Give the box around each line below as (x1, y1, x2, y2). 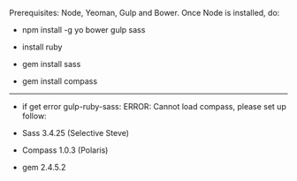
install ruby (21, 41, 63, 52)
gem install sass (21, 59, 81, 69)
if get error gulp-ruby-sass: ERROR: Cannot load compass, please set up (21, 102, 287, 111)
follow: (21, 110, 47, 121)
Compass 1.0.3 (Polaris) (21, 145, 109, 155)
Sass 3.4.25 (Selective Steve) (21, 128, 130, 138)
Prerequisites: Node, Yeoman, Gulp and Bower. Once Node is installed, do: (9, 8, 280, 18)
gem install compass (21, 76, 98, 87)
